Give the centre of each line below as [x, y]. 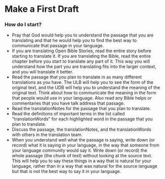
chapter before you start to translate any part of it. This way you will [81, 61]
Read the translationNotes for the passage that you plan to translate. [81, 108]
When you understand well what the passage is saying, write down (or [83, 140]
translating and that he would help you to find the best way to [74, 40]
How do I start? [23, 25]
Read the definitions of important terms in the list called [68, 114]
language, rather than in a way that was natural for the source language [84, 166]
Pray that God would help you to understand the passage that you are [82, 35]
